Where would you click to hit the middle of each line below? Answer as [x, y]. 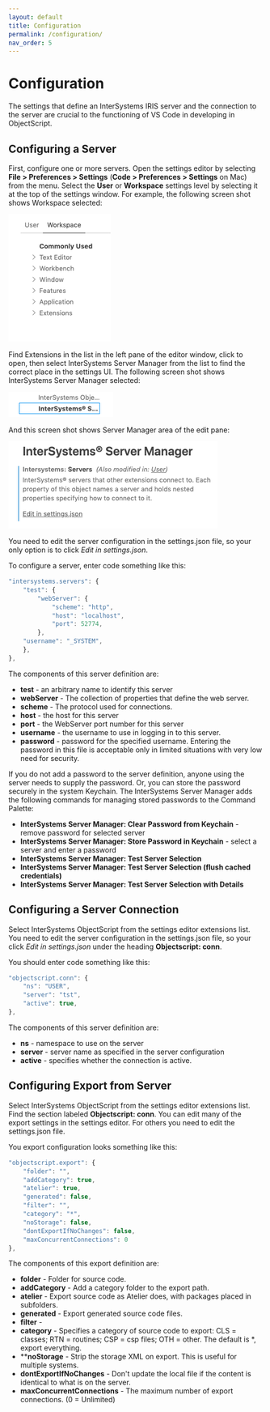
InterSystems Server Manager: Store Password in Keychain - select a [138, 841]
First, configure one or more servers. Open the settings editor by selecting [132, 168]
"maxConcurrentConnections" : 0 [76, 1240]
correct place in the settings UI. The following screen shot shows [116, 372]
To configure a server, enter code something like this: [97, 566]
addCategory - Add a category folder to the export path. [115, 1288]
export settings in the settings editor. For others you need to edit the [122, 1122]
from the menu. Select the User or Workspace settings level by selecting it [133, 185]
